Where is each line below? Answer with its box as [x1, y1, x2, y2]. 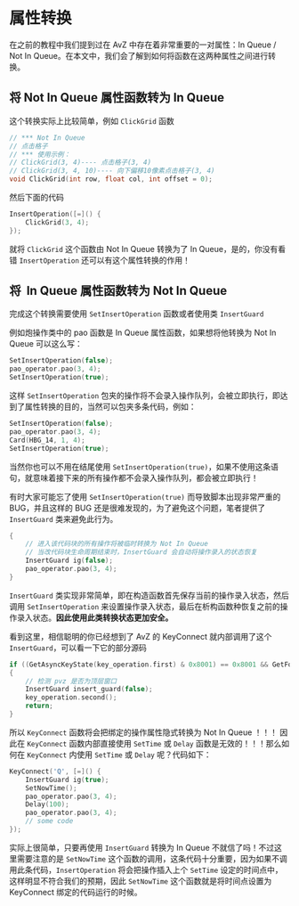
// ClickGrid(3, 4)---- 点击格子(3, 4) [9, 158, 152, 167]
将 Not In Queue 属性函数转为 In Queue [9, 90, 225, 105]
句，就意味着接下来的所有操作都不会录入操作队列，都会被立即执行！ [9, 472, 259, 483]
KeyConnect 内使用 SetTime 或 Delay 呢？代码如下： [26, 749, 212, 760]
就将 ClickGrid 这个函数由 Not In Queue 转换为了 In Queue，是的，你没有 [9, 243, 279, 254]
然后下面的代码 [9, 192, 64, 202]
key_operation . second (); [25, 693, 117, 702]
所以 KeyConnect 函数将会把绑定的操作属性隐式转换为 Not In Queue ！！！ [9, 727, 279, 738]
